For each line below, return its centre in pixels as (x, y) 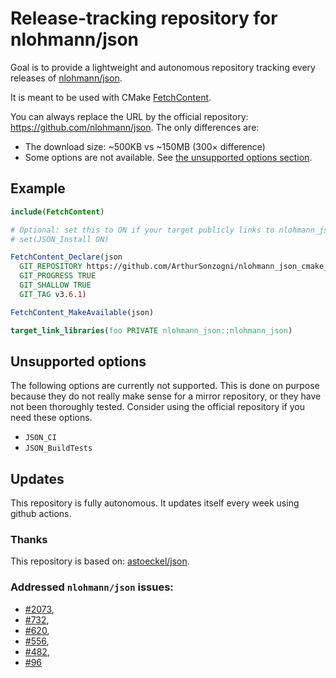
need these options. (51, 418)
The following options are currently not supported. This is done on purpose (165, 386)
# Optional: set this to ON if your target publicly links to (142, 230)
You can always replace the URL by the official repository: (129, 116)
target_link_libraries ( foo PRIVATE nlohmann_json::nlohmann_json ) (151, 330)
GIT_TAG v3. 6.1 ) (53, 294)
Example (38, 188)
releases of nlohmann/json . (66, 78)
